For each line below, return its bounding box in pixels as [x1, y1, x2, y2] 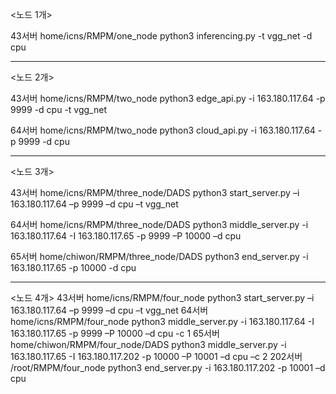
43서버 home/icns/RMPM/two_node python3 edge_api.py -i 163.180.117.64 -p [10, 93, 326, 104]
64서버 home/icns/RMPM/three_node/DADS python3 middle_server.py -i [10, 219, 309, 230]
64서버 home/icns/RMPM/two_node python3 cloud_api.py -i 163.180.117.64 [10, 124, 316, 136]
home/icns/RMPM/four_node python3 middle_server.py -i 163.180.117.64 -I [10, 316, 315, 327]
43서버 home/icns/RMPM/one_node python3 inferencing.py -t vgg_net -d [10, 30, 313, 42]
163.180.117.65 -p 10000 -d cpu [10, 262, 137, 273]
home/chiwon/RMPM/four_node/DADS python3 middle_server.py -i [10, 339, 287, 350]
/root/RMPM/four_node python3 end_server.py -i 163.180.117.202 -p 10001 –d [10, 362, 326, 373]
